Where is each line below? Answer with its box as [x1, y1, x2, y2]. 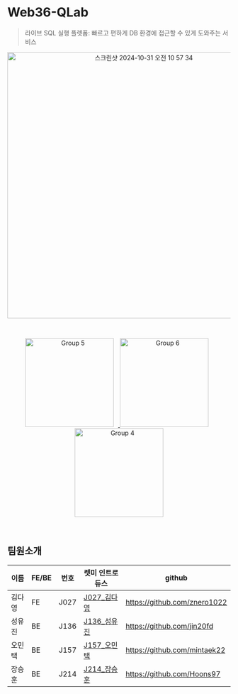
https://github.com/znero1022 [125, 597, 227, 607]
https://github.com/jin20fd [125, 621, 214, 631]
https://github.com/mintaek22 [125, 645, 226, 655]
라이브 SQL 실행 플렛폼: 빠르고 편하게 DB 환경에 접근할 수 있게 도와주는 [24, 28, 221, 37]
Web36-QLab [7, 4, 89, 21]
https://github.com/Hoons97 [125, 668, 221, 678]
